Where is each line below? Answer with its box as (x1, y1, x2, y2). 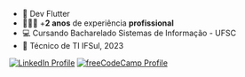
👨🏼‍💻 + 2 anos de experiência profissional (21, 18, 175, 28)
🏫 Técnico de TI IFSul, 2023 (21, 41, 124, 50)
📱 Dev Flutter (21, 9, 71, 19)
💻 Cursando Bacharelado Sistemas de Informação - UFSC (21, 27, 237, 38)
